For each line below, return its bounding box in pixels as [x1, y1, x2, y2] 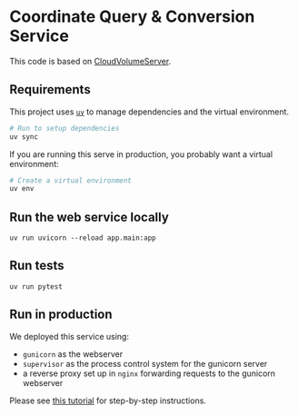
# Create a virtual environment [9, 175, 132, 185]
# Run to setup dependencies [9, 124, 120, 133]
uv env [9, 184, 35, 193]
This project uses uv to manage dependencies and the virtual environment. [9, 106, 289, 117]
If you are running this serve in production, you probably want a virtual [9, 148, 273, 160]
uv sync [9, 132, 39, 142]
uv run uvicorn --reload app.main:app [9, 233, 156, 242]
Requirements [9, 82, 91, 97]
